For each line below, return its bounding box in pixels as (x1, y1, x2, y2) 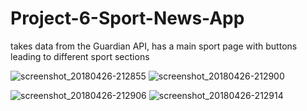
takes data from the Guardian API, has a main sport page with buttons (10, 40, 298, 52)
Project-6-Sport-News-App (10, 7, 245, 30)
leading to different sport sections (10, 50, 150, 62)
